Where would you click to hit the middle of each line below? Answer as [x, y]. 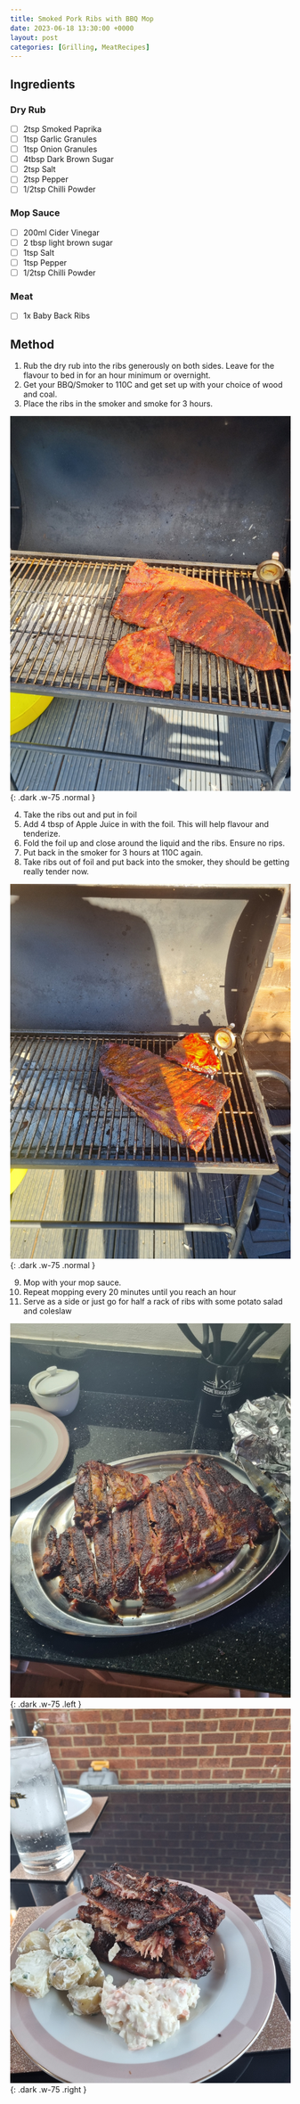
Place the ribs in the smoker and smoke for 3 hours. [118, 404]
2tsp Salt [39, 169]
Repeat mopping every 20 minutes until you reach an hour [130, 1291]
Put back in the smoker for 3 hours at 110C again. [113, 853]
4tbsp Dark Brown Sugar [68, 160]
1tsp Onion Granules [60, 149]
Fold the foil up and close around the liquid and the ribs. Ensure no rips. [154, 843]
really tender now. [56, 872]
